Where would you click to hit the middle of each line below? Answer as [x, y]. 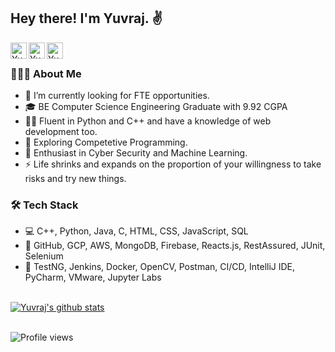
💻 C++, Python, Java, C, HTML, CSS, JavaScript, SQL [136, 231]
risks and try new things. [75, 179]
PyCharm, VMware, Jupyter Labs [93, 277]
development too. [61, 132]
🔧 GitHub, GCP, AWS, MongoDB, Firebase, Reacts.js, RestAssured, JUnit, [175, 246]
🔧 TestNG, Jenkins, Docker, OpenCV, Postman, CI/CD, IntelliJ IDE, [160, 267]
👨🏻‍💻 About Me [46, 73]
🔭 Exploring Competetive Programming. [106, 142]
